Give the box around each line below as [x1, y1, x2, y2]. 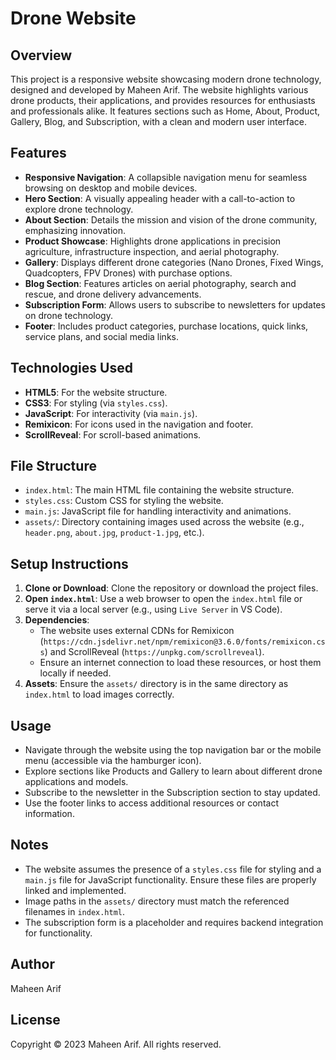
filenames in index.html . [24, 905, 126, 917]
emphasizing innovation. [24, 224, 127, 236]
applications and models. [24, 776, 129, 788]
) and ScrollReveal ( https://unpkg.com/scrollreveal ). [44, 646, 265, 658]
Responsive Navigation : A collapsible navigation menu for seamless [24, 171, 308, 183]
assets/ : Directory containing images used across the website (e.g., [24, 516, 305, 528]
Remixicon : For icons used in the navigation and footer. [24, 418, 254, 430]
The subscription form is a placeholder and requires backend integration [24, 916, 324, 928]
